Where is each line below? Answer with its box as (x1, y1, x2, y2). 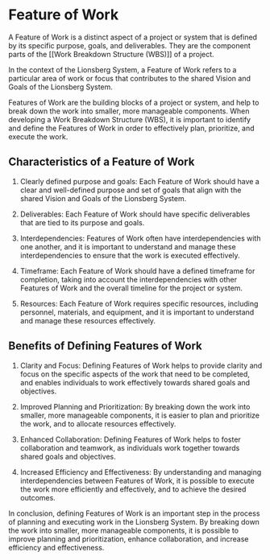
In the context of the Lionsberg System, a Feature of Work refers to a (8, 64, 237, 74)
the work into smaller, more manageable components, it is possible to (8, 525, 239, 535)
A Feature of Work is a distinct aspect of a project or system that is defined (8, 32, 258, 42)
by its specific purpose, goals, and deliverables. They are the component (8, 40, 251, 50)
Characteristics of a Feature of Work (8, 155, 195, 169)
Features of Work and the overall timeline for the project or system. (19, 283, 243, 293)
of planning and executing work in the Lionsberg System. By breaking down (8, 517, 260, 526)
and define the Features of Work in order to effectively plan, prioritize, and (8, 123, 255, 133)
